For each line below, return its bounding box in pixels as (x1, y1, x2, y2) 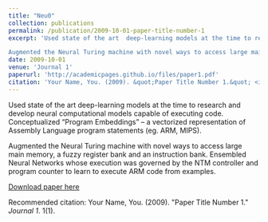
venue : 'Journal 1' (8, 63, 73, 72)
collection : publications (8, 19, 94, 27)
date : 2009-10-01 (8, 56, 66, 64)
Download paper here (8, 181, 80, 192)
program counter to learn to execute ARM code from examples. (8, 166, 216, 176)
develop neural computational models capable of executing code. (8, 109, 224, 118)
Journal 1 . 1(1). (8, 205, 56, 216)
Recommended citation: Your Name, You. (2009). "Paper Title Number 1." (8, 197, 249, 207)
